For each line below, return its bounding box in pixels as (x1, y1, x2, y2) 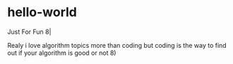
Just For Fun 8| (7, 27, 52, 36)
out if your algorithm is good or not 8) (7, 49, 116, 57)
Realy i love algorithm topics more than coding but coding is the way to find (7, 41, 227, 49)
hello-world (7, 4, 78, 20)
